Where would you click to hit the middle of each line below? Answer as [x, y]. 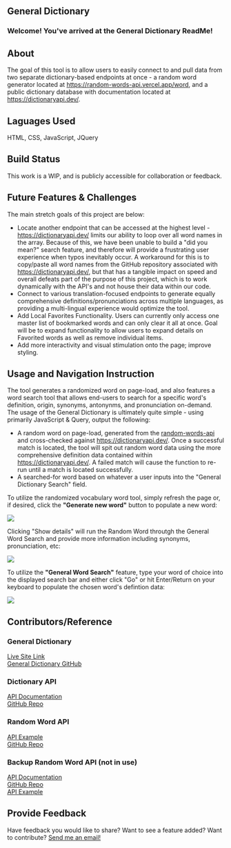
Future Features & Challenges [72, 198]
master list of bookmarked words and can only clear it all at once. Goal [117, 323]
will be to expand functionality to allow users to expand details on [110, 330]
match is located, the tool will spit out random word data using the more [119, 448]
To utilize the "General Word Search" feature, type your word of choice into [115, 573]
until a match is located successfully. [81, 470]
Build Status [34, 159]
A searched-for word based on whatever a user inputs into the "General [119, 477]
